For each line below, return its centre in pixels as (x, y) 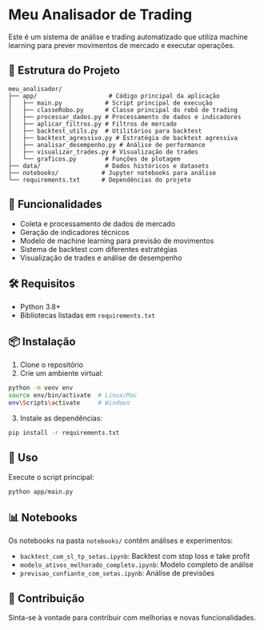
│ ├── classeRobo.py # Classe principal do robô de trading (123, 110)
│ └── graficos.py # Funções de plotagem (94, 159)
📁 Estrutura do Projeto (64, 71)
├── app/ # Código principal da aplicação (114, 96)
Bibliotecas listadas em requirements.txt (88, 315)
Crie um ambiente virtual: (62, 373)
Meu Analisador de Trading (100, 15)
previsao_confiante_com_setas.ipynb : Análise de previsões (117, 573)
